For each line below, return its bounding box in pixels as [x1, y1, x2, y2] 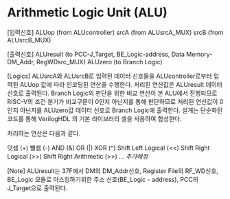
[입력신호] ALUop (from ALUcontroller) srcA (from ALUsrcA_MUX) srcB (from [7, 28, 224, 36]
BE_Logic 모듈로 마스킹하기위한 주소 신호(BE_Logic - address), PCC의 [7, 175, 199, 183]
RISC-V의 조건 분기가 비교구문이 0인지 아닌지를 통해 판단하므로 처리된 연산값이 [7, 97, 218, 105]
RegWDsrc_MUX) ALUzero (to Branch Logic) [36, 57, 163, 66]
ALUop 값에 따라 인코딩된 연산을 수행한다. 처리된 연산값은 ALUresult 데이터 [19, 80, 223, 88]
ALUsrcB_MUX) [7, 36, 51, 44]
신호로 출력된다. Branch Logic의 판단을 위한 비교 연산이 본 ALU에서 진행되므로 [7, 89, 218, 97]
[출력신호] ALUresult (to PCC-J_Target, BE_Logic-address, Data [7, 50, 185, 58]
